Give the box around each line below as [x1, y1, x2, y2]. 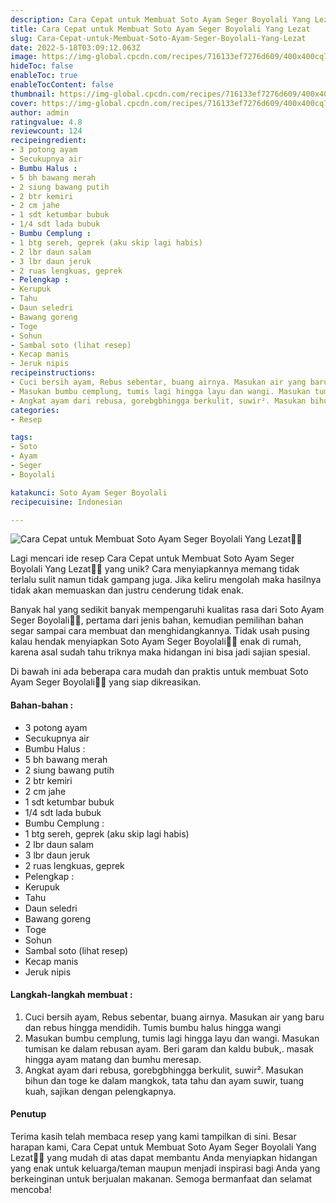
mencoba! [10, 1183, 52, 1195]
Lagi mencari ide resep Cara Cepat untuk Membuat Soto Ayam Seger [10, 552, 295, 565]
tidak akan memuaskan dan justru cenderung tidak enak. [10, 584, 244, 596]
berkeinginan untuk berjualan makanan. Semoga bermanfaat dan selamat [10, 1172, 313, 1185]
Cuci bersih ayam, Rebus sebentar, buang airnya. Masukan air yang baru [24, 1011, 325, 1023]
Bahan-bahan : [10, 699, 74, 711]
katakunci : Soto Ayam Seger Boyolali [10, 487, 168, 498]
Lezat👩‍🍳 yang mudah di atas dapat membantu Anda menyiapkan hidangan [10, 1151, 318, 1163]
